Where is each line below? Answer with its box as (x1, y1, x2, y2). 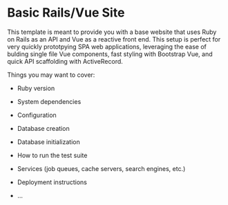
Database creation (17, 124, 70, 132)
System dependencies (17, 97, 82, 105)
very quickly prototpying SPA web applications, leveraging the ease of (7, 42, 207, 51)
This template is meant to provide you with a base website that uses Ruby (7, 28, 217, 36)
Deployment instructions (17, 178, 88, 186)
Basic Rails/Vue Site (7, 5, 125, 21)
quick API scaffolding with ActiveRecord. (7, 57, 123, 65)
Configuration (17, 111, 57, 119)
